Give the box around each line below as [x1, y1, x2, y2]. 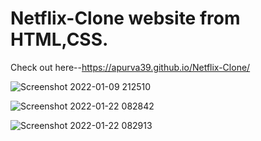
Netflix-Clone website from [10, 7, 241, 30]
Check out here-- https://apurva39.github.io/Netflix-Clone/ [10, 61, 251, 73]
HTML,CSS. [10, 28, 109, 51]
